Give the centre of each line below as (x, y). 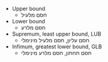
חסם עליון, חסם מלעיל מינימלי (55, 40)
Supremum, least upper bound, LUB (56, 34)
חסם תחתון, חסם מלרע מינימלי (56, 53)
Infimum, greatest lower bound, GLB (57, 46)
